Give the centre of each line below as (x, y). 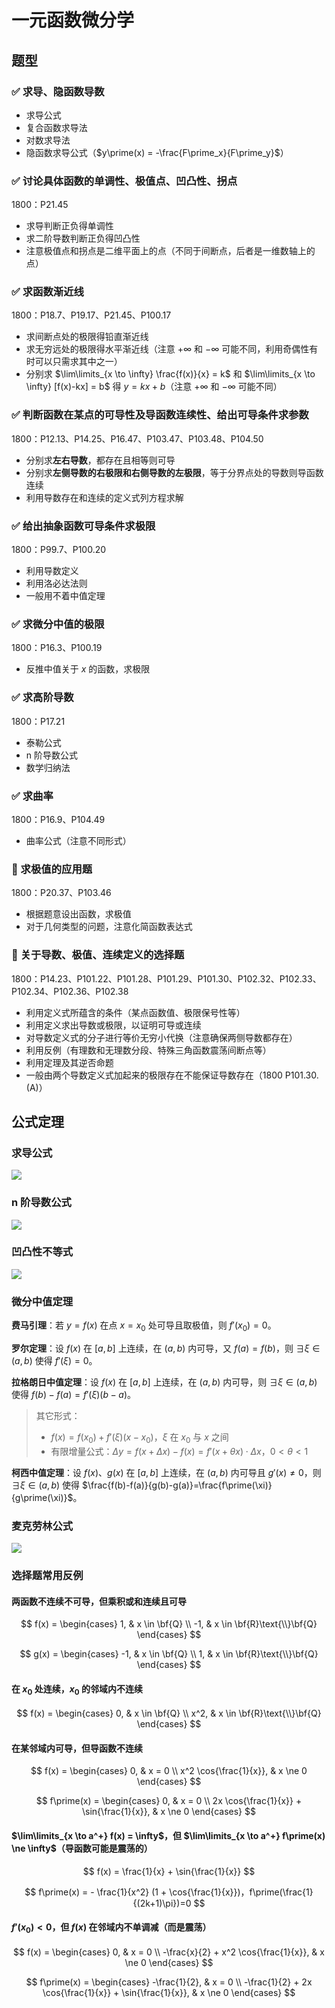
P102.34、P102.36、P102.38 (70, 991)
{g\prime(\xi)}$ (42, 1497)
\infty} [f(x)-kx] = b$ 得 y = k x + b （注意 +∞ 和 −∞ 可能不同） (154, 387)
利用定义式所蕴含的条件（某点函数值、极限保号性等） (135, 1012)
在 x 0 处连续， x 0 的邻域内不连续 (77, 1689)
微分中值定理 (42, 1301)
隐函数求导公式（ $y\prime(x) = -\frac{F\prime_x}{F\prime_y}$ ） (157, 152)
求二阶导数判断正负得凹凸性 (83, 238)
